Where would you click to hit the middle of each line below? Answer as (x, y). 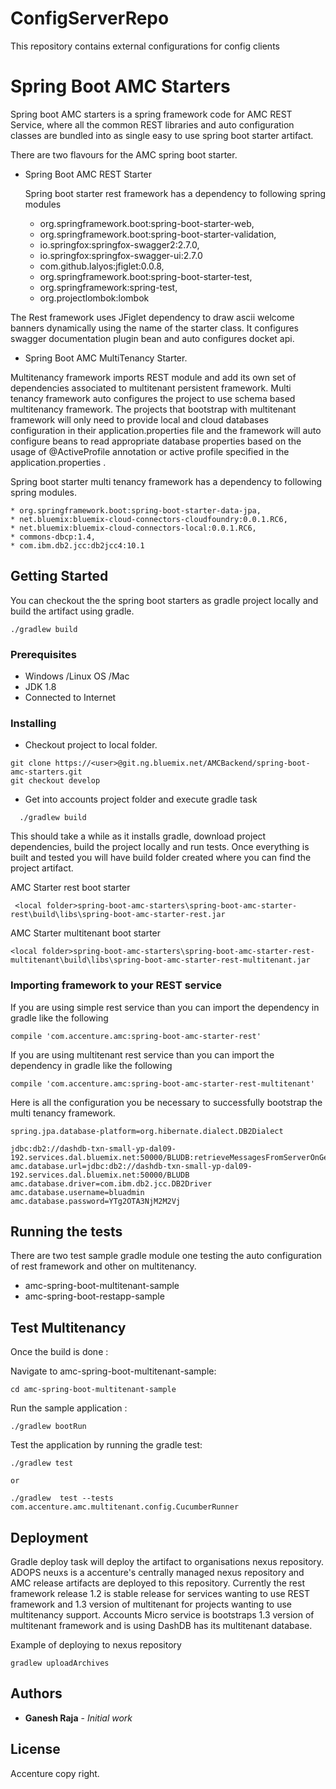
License (35, 1749)
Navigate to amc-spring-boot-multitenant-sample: (113, 1371)
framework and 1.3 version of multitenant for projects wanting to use (151, 1604)
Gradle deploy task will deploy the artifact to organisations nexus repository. (167, 1562)
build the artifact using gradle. (72, 611)
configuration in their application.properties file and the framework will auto (166, 430)
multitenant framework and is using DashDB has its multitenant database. (161, 1626)
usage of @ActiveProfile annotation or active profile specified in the (150, 451)
